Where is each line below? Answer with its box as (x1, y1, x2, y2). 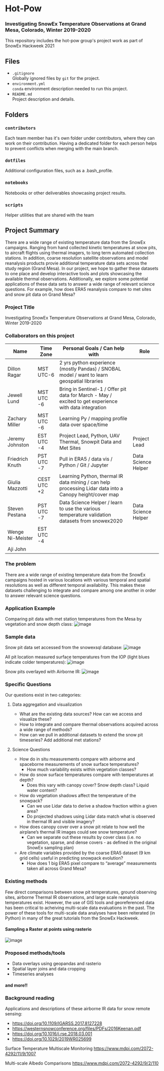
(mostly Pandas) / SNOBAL (59, 366, 122, 372)
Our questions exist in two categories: (5, 692, 82, 698)
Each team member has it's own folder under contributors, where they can (5, 135, 155, 141)
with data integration (59, 404, 106, 411)
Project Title (5, 304, 35, 311)
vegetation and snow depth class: (5, 621, 73, 627)
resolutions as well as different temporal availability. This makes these (5, 582, 145, 588)
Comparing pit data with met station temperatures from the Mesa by (5, 616, 142, 622)
